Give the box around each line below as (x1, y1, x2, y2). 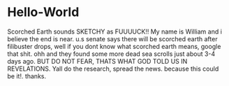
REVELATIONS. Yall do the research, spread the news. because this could (7, 64, 219, 73)
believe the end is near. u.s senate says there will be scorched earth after (7, 34, 218, 43)
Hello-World (7, 4, 80, 20)
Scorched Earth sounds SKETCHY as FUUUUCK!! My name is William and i (7, 27, 222, 36)
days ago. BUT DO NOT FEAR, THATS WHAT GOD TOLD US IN (7, 57, 188, 65)
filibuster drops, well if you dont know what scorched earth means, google (7, 42, 221, 50)
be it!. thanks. (7, 71, 47, 80)
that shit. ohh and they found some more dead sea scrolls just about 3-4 (7, 50, 216, 58)
